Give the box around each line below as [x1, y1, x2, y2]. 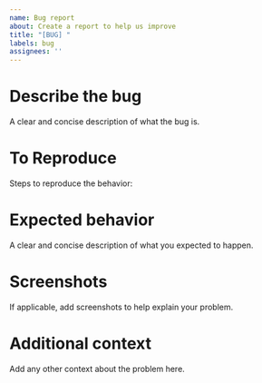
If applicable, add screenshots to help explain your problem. [9, 301, 234, 312]
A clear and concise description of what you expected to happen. [9, 240, 254, 250]
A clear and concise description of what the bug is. [9, 116, 200, 127]
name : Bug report [9, 13, 75, 23]
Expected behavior [9, 210, 155, 231]
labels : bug [9, 38, 54, 48]
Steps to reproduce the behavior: [9, 178, 133, 189]
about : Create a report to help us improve [9, 22, 177, 31]
